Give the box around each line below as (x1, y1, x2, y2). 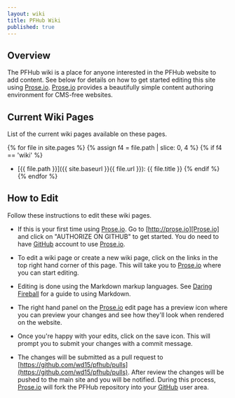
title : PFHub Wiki (7, 17, 61, 24)
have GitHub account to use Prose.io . (17, 240, 126, 248)
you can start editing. (17, 268, 79, 277)
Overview (7, 49, 51, 61)
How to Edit (7, 192, 58, 204)
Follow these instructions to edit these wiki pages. (7, 211, 152, 219)
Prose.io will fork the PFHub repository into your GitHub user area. (17, 383, 209, 391)
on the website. (17, 318, 62, 326)
